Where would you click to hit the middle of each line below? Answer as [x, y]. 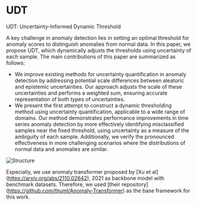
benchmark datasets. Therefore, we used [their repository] [77, 184]
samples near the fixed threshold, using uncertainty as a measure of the [102, 130]
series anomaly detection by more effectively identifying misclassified [99, 124]
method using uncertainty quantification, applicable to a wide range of [100, 112]
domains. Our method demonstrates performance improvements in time [101, 117]
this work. [18, 197]
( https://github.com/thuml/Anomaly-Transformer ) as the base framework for [98, 190]
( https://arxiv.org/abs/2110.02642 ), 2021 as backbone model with [85, 178]
